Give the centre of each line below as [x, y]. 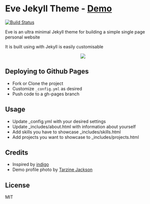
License [18, 185]
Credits [17, 152]
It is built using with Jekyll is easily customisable [54, 46]
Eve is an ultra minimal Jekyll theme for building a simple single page [75, 32]
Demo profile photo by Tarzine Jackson [52, 170]
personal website [23, 37]
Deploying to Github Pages [47, 71]
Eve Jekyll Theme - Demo [58, 9]
